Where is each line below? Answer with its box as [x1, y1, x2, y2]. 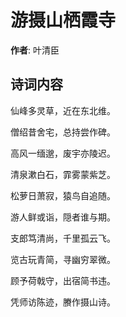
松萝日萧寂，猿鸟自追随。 [10, 189, 116, 201]
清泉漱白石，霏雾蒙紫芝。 [10, 168, 116, 180]
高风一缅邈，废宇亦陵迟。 [10, 147, 116, 159]
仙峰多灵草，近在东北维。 [10, 104, 116, 116]
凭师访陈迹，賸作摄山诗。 [10, 296, 116, 308]
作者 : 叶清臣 [10, 44, 60, 56]
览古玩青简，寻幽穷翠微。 [10, 253, 116, 265]
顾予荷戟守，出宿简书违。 [10, 274, 116, 286]
